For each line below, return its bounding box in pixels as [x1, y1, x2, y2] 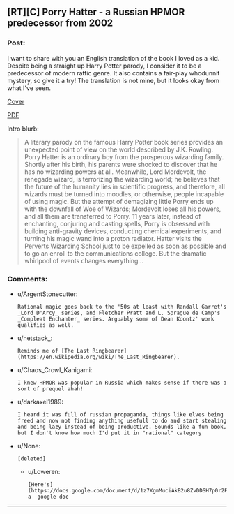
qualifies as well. [17, 321, 75, 328]
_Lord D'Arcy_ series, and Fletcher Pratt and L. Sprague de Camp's [17, 309, 221, 316]
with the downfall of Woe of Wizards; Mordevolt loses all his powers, [24, 205, 221, 213]
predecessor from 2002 [7, 17, 114, 29]
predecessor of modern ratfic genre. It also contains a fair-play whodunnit [7, 68, 220, 77]
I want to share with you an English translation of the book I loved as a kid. [7, 54, 220, 62]
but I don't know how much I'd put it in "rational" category [17, 429, 202, 436]
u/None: [17, 441, 41, 450]
